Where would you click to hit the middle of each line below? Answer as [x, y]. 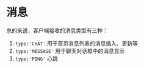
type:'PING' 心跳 [36, 58]
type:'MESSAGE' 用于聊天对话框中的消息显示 [70, 51]
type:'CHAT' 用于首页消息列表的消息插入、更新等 [77, 43]
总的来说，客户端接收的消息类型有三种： [57, 30]
